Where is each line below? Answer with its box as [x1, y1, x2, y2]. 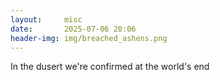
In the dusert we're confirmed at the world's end [10, 61, 210, 73]
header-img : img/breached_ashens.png [10, 33, 168, 43]
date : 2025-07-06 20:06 [10, 24, 137, 34]
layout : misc [10, 14, 83, 25]
